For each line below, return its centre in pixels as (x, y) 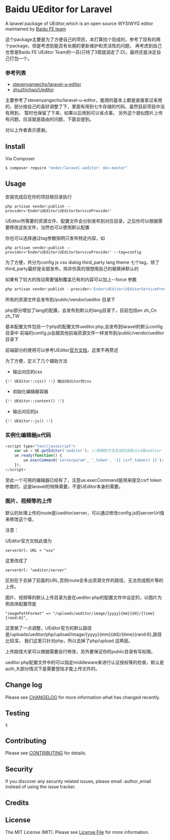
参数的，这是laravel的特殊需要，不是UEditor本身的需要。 (64, 486)
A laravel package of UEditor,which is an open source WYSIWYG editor (79, 23)
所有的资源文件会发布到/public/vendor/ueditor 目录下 (60, 299)
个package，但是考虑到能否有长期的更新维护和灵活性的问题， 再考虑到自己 (83, 46)
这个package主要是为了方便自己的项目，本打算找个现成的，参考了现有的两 (83, 39)
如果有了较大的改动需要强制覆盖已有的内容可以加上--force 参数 (71, 279)
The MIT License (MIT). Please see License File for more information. (77, 832)
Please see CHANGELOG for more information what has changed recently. (83, 697)
